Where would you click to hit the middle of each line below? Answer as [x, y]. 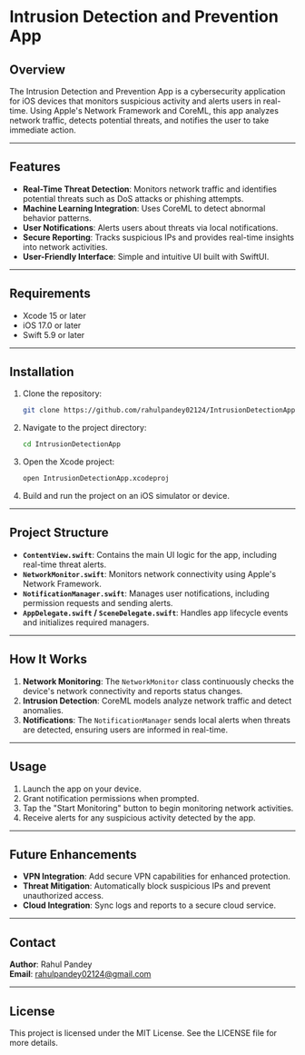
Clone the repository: [62, 393]
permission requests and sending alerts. [98, 602]
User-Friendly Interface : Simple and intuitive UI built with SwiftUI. [146, 256]
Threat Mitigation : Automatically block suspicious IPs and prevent [146, 886]
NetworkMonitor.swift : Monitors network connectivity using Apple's [149, 573]
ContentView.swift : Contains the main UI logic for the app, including [149, 554]
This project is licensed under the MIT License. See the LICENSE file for [143, 1032]
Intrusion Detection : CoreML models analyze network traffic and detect [157, 701]
